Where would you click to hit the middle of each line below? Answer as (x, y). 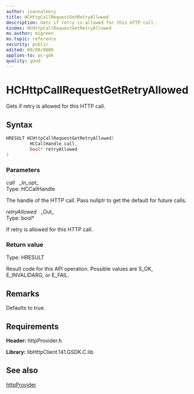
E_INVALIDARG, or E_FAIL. (38, 275)
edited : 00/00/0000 (30, 50)
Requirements (32, 327)
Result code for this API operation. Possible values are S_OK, (80, 269)
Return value (25, 244)
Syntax (19, 125)
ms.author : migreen (30, 34)
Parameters (23, 170)
